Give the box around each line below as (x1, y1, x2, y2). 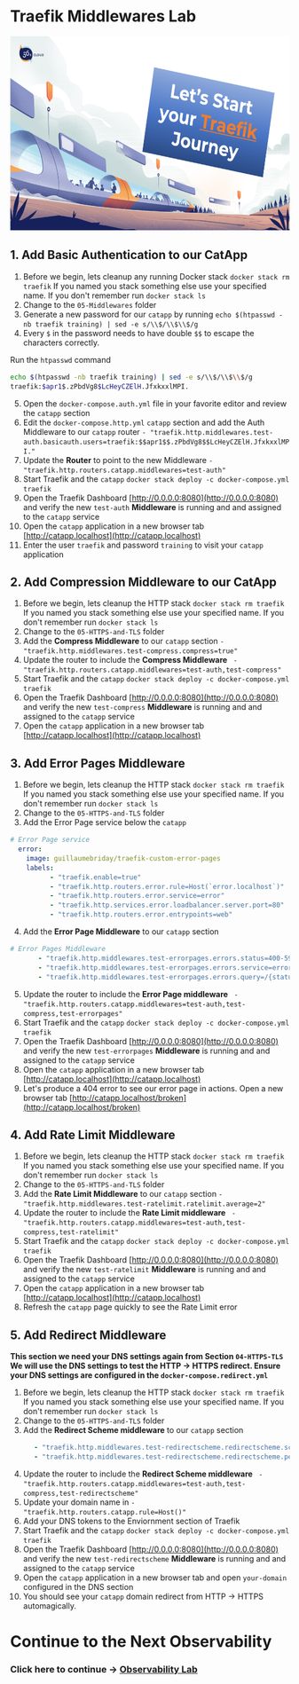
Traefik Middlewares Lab (10, 6, 197, 27)
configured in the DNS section (22, 1581, 134, 1592)
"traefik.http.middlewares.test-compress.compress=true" (22, 647, 239, 656)
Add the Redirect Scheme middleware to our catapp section (22, 1425, 244, 1436)
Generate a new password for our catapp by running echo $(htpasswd (22, 309, 276, 319)
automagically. (22, 1600, 77, 1611)
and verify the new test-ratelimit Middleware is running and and (22, 1264, 267, 1275)
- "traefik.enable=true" (49, 872, 142, 882)
